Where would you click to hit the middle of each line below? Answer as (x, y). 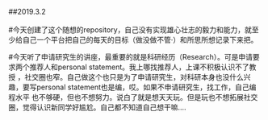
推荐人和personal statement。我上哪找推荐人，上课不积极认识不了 (140, 67)
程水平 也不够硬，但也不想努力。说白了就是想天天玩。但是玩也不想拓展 (126, 97)
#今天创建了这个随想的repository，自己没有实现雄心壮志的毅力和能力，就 (130, 30)
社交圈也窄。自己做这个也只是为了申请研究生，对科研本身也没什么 (134, 77)
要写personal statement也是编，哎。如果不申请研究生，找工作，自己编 (139, 87)
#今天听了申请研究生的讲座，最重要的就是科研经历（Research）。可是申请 (130, 57)
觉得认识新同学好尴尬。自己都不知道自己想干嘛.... (105, 107)
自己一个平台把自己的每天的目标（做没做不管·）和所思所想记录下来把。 (140, 40)
